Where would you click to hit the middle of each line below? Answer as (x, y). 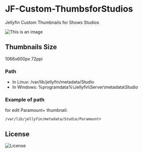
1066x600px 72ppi (24, 59)
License (17, 134)
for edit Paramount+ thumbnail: (36, 110)
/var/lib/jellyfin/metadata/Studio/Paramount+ (53, 119)
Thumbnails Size (31, 47)
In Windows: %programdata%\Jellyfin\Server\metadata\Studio (75, 87)
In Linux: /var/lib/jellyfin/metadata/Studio (53, 82)
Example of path (25, 100)
